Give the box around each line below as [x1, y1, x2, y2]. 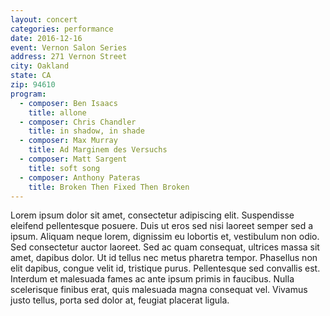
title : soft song [28, 163, 101, 173]
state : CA [10, 71, 52, 81]
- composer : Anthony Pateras [19, 172, 141, 183]
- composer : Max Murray [19, 136, 118, 146]
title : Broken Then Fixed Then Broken [28, 182, 190, 192]
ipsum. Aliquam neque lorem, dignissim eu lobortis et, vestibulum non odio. [10, 231, 320, 243]
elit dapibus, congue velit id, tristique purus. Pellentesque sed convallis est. [10, 262, 321, 275]
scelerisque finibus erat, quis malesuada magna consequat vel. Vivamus [10, 284, 308, 296]
